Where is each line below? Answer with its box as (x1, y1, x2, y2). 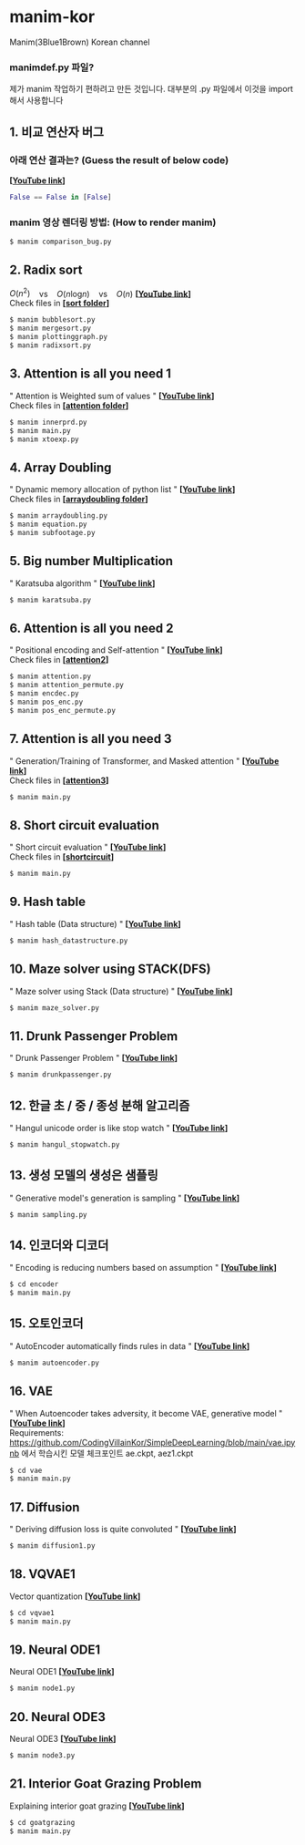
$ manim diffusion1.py (9, 1541, 96, 1551)
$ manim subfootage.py (9, 528, 96, 537)
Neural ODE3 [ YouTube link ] (9, 1734, 117, 1745)
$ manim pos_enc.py (9, 697, 84, 706)
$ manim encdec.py (9, 689, 79, 698)
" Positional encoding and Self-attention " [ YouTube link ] (9, 644, 223, 655)
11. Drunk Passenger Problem (9, 1028, 178, 1044)
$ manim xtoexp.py (9, 435, 79, 444)
